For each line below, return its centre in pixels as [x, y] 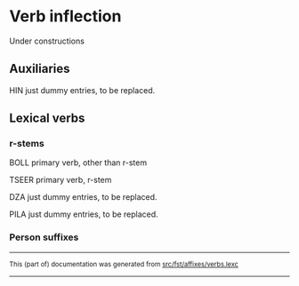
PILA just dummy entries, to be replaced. [84, 214]
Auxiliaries [40, 69]
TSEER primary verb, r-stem [61, 180]
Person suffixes [44, 237]
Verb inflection [65, 16]
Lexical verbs [47, 119]
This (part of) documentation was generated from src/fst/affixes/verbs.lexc [124, 264]
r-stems [27, 144]
